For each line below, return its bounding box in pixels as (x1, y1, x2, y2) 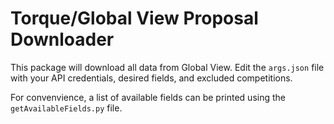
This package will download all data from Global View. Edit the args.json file (10, 61, 325, 73)
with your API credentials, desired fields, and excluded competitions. (10, 72, 293, 84)
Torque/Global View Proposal (10, 7, 259, 30)
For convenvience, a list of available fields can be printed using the (10, 91, 286, 103)
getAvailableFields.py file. (10, 102, 123, 114)
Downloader (10, 28, 115, 51)
